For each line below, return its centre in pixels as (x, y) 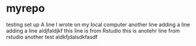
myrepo (26, 8)
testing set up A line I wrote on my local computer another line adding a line (98, 24)
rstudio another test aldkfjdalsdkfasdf (52, 37)
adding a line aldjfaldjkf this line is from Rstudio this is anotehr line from (93, 30)
